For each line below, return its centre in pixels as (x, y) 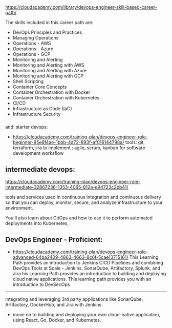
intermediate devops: (40, 169)
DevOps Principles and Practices (47, 32)
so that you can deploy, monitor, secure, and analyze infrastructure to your (84, 202)
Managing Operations (36, 38)
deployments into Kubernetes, (37, 223)
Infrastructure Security (37, 114)
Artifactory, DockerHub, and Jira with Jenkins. (54, 304)
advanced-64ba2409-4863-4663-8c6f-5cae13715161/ (70, 257)
